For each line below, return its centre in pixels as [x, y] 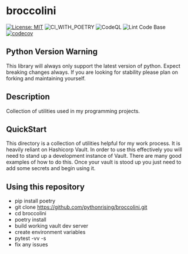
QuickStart [26, 129]
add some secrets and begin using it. [51, 168]
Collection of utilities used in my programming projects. [73, 111]
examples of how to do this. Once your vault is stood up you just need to [94, 162]
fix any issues [31, 245]
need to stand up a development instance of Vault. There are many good [94, 156]
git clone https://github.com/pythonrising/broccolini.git [81, 207]
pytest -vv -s [30, 238]
